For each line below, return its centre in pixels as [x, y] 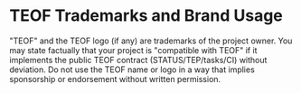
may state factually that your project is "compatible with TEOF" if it [133, 50]
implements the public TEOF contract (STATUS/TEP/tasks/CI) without [138, 60]
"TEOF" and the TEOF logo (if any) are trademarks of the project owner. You [151, 41]
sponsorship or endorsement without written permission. [115, 79]
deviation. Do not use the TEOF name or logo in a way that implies [132, 70]
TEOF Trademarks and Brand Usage [146, 16]
